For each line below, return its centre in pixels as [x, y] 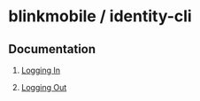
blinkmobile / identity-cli [100, 16]
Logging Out [44, 87]
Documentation [52, 49]
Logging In [41, 70]
